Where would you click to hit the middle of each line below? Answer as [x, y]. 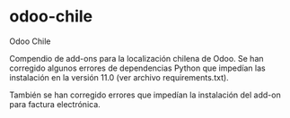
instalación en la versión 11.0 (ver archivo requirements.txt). [119, 77]
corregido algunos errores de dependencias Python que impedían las [138, 68]
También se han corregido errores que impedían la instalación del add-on [145, 95]
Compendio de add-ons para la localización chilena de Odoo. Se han [136, 58]
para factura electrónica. [55, 104]
